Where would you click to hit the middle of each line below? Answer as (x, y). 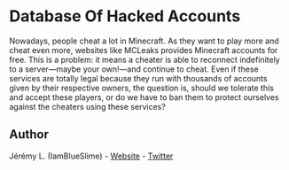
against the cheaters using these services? (87, 106)
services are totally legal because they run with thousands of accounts (138, 78)
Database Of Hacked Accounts (125, 16)
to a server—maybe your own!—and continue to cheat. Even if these (134, 69)
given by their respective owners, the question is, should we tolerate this (142, 88)
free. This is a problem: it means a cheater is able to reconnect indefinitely (145, 59)
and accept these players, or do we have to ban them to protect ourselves (144, 97)
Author (29, 135)
